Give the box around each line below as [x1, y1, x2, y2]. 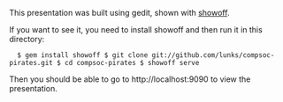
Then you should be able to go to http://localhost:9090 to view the [9, 74, 251, 84]
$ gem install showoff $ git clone [17, 51, 149, 60]
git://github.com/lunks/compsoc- [151, 51, 275, 60]
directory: [9, 34, 45, 44]
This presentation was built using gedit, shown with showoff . [9, 8, 230, 18]
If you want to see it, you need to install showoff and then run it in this [9, 25, 263, 34]
